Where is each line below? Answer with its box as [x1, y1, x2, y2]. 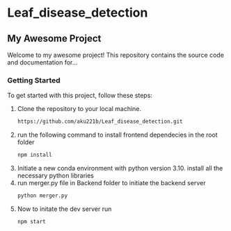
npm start [17, 218, 47, 225]
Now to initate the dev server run [17, 205, 112, 213]
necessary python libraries [17, 171, 94, 180]
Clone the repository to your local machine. [17, 105, 141, 113]
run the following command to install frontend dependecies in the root [17, 130, 218, 139]
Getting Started [7, 75, 61, 85]
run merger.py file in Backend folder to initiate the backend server [17, 179, 206, 187]
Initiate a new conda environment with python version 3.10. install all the [17, 164, 223, 173]
